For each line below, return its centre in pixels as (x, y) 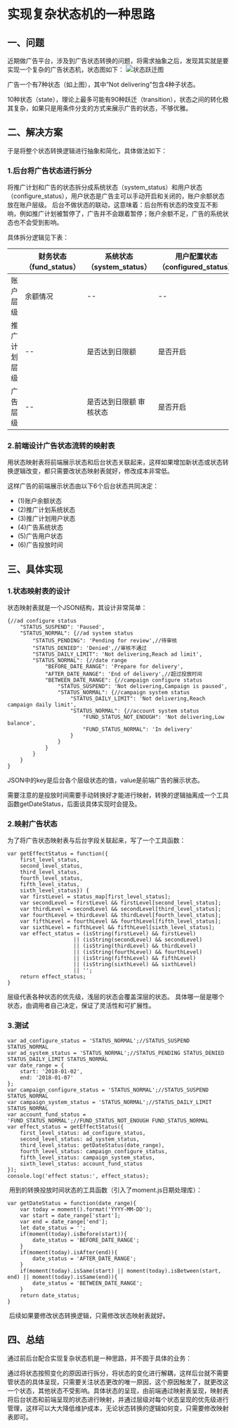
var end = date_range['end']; (64, 1221)
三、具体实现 (35, 569)
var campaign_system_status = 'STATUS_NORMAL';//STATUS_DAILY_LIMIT (110, 1102)
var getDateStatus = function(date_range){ (72, 1203)
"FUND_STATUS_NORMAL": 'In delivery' (138, 729)
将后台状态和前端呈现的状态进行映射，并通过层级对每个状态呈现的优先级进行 (118, 1399)
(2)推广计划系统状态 (46, 509)
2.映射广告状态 (32, 824)
